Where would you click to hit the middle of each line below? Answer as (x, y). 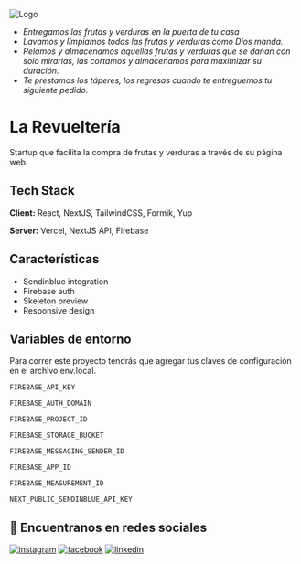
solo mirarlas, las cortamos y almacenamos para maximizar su (142, 61)
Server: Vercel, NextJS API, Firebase (79, 230)
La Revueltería (65, 127)
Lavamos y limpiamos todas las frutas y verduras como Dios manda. (153, 42)
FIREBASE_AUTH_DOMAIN (51, 404)
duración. (41, 70)
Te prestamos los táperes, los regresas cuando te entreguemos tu (147, 80)
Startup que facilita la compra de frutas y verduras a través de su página (146, 152)
